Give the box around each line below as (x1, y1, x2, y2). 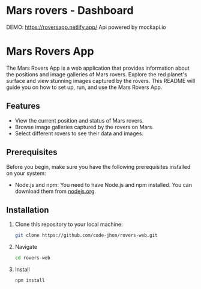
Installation (6, 205, 49, 215)
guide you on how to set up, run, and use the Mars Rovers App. (6, 84, 163, 91)
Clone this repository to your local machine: (14, 221, 123, 228)
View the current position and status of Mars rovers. (14, 117, 144, 124)
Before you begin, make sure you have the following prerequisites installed (6, 163, 191, 170)
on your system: (6, 169, 46, 177)
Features (6, 101, 40, 111)
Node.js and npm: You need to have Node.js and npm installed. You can (14, 181, 192, 188)
